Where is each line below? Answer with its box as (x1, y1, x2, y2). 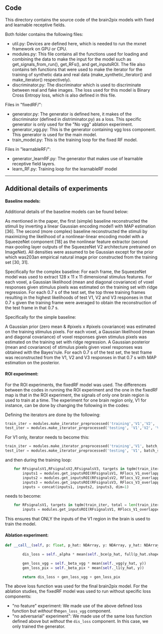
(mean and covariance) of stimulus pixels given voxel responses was (5, 344, 143, 350)
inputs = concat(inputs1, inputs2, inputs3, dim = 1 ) (22, 485, 130, 489)
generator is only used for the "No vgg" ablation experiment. (12, 121, 133, 127)
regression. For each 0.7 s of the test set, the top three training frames (5, 290, 146, 295)
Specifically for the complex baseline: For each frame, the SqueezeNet (5, 269, 147, 275)
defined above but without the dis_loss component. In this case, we (12, 618, 149, 624)
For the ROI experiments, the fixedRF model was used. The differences (5, 382, 147, 388)
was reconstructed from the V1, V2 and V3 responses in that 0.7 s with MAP (5, 355, 157, 360)
